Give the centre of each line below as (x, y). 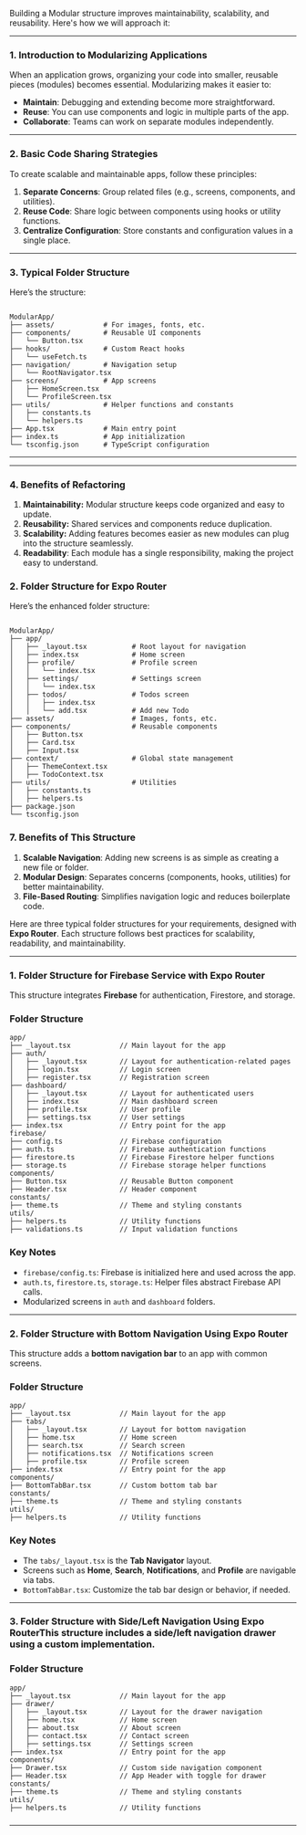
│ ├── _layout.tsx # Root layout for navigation (128, 647)
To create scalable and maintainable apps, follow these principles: (133, 173)
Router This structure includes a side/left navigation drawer (143, 1633)
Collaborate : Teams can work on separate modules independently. (148, 121)
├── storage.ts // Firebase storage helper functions (138, 1166)
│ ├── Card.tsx (42, 743)
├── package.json (42, 807)
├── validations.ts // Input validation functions (124, 1230)
